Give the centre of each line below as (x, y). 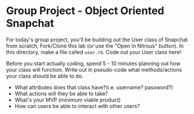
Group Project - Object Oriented (85, 11)
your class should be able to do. (45, 76)
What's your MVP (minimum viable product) (68, 100)
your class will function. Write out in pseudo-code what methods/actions (94, 69)
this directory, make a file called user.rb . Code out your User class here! (94, 52)
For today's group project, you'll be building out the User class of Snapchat (97, 39)
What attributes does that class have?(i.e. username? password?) (94, 87)
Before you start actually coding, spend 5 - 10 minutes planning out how (93, 63)
